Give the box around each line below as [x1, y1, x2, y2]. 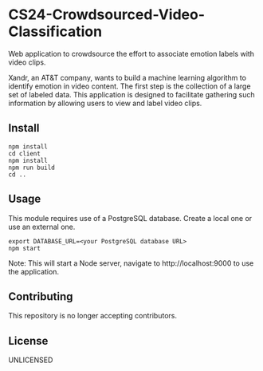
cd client [8, 149, 41, 157]
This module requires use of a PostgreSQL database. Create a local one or [8, 213, 253, 223]
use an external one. [8, 222, 76, 231]
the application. [8, 266, 60, 276]
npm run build [8, 164, 56, 172]
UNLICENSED [8, 355, 53, 365]
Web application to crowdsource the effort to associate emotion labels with [8, 49, 255, 58]
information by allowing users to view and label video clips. [8, 98, 202, 108]
